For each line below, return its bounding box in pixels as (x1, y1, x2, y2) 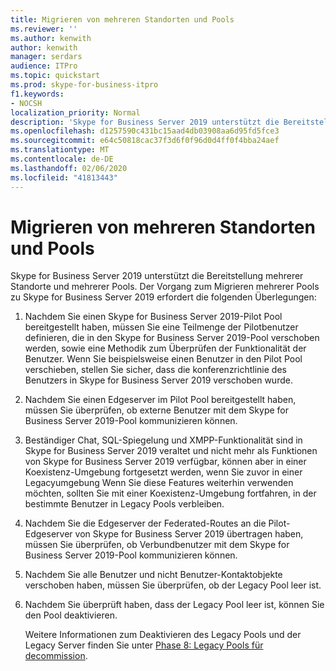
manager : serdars (10, 52, 83, 62)
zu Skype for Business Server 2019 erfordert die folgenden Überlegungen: (10, 291, 317, 303)
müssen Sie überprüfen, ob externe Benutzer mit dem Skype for (24, 404, 289, 416)
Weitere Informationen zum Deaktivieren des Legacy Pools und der (24, 629, 302, 641)
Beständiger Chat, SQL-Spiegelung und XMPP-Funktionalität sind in (24, 434, 303, 446)
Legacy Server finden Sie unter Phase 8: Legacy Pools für (24, 639, 264, 651)
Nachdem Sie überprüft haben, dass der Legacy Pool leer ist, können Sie (24, 599, 325, 611)
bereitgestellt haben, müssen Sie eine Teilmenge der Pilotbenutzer (24, 321, 299, 333)
